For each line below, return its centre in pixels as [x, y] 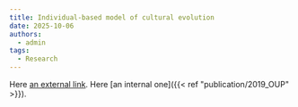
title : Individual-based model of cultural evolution [112, 17]
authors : [26, 34]
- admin [32, 42]
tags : [19, 51]
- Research [38, 59]
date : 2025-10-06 [42, 26]
